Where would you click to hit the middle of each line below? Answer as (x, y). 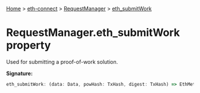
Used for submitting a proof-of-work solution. (62, 61)
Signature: (19, 73)
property (29, 46)
